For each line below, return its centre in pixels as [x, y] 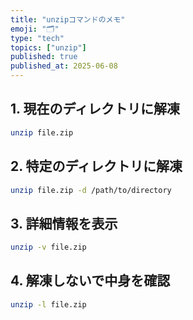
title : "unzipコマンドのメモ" [68, 19]
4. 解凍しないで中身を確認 [90, 281]
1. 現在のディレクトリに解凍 [95, 109]
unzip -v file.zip [48, 247]
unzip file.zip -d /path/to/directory [91, 190]
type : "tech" [37, 38]
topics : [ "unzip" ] [48, 47]
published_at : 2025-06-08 [64, 66]
